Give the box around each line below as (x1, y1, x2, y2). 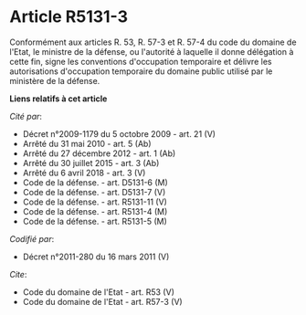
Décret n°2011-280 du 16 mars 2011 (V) (22, 251, 170, 262)
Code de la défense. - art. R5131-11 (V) (22, 196, 167, 207)
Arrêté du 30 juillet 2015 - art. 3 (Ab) (22, 157, 160, 168)
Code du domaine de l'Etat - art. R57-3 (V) (22, 296, 183, 307)
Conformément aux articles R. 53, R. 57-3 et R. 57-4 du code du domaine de (9, 37, 297, 47)
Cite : (9, 268, 27, 279)
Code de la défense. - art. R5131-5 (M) (22, 215, 167, 226)
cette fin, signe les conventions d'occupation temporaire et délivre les (9, 56, 272, 67)
